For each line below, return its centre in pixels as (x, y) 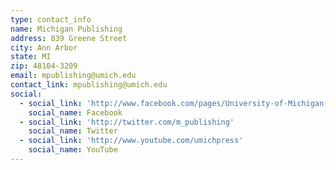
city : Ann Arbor (44, 47)
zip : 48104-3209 (44, 66)
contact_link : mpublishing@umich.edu (89, 85)
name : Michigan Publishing (66, 29)
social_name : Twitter (73, 131)
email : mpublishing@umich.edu (73, 76)
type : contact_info (51, 19)
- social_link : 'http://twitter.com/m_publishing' (127, 122)
